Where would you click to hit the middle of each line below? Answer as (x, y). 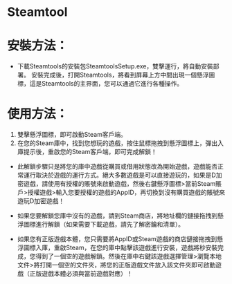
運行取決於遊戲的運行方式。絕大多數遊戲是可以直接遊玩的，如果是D (119, 175)
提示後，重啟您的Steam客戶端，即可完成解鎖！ (90, 152)
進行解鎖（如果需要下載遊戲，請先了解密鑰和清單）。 (110, 225)
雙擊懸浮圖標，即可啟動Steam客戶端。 (72, 135)
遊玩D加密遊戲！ (41, 201)
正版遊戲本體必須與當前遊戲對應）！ (81, 274)
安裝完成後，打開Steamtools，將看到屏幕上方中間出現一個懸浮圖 (123, 75)
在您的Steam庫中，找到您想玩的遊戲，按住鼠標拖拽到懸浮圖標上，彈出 (117, 143)
